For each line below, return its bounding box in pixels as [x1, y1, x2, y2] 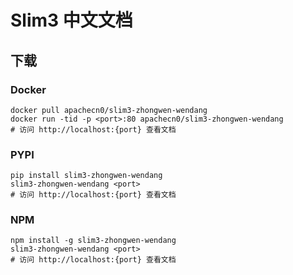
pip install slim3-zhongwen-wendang [10, 171, 163, 181]
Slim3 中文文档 [10, 9, 133, 32]
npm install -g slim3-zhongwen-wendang [10, 236, 177, 246]
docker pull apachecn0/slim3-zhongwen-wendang [10, 105, 208, 115]
